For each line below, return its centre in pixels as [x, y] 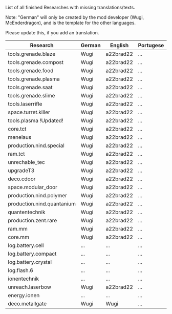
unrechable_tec [26, 162]
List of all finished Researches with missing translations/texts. [70, 7]
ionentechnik [24, 279]
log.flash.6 [20, 270]
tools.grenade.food [31, 70]
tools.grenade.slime [31, 96]
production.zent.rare [33, 221]
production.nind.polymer [38, 195]
